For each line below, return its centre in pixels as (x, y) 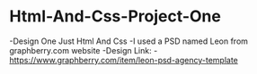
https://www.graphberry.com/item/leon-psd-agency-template (124, 60)
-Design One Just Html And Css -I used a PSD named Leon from (129, 41)
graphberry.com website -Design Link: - (84, 50)
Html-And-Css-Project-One (115, 16)
